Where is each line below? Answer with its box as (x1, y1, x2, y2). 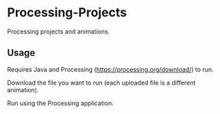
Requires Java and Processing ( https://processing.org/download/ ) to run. (7, 65, 214, 73)
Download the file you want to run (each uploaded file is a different (7, 79, 196, 87)
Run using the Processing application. (7, 99, 114, 107)
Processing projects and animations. (7, 27, 110, 35)
